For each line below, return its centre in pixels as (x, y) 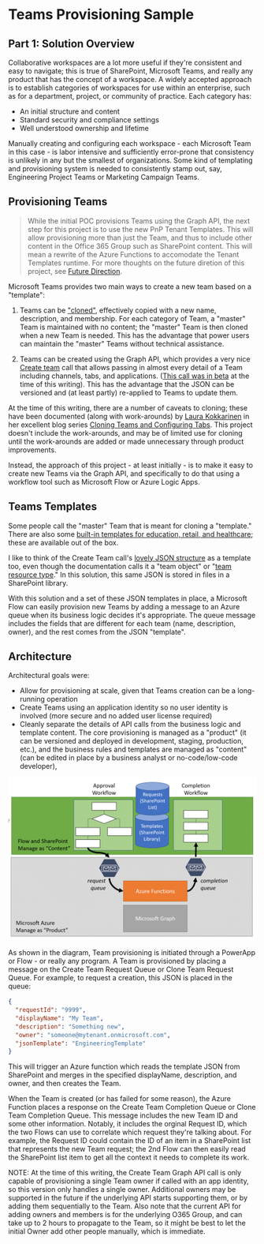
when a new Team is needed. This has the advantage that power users (134, 335)
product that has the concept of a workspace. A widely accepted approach (130, 79)
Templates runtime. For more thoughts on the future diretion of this (136, 263)
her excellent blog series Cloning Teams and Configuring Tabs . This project (131, 425)
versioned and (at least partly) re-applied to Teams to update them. (129, 392)
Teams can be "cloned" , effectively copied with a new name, (118, 310)
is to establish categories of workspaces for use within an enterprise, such (129, 88)
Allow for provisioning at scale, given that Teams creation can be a (128, 691)
